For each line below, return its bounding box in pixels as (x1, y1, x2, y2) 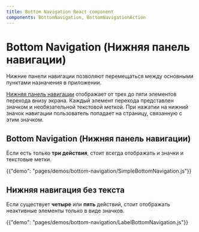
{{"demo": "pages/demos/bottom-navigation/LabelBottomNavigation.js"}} (6, 219, 189, 226)
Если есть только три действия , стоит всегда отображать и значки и (6, 149, 184, 156)
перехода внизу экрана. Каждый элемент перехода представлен (6, 97, 174, 104)
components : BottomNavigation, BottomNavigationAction (6, 14, 146, 20)
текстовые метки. (6, 156, 52, 163)
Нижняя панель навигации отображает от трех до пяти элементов (6, 91, 177, 98)
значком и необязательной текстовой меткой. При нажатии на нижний (6, 103, 189, 111)
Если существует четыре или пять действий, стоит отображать (6, 201, 170, 208)
